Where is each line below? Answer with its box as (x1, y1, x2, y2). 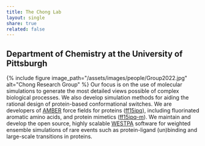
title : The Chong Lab (6, 9, 62, 15)
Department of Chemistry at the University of (6, 48, 183, 59)
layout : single (6, 15, 45, 21)
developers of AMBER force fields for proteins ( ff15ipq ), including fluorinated (6, 107, 199, 114)
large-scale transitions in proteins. (6, 133, 93, 141)
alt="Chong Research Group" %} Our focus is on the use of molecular (6, 81, 182, 89)
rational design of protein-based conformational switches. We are (6, 100, 173, 108)
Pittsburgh (6, 58, 48, 68)
